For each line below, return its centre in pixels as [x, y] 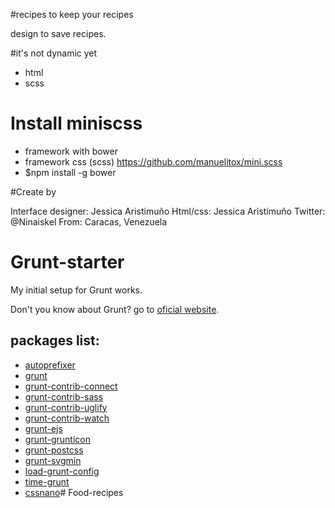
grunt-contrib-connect [71, 386]
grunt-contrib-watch [67, 418]
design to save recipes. [58, 33]
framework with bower [71, 151]
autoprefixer [50, 365]
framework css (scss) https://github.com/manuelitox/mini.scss [153, 161]
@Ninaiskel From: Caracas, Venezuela [89, 221]
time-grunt [47, 481]
